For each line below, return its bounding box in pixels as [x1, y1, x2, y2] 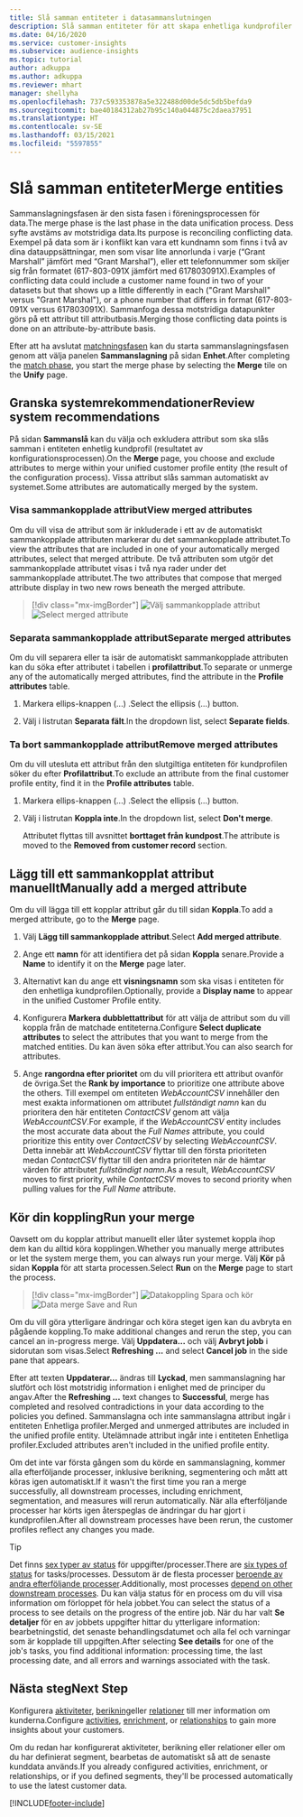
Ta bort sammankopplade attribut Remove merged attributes [9, 738, 279, 751]
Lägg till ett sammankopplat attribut [9, 866, 215, 881]
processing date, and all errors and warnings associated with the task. [9, 1655, 271, 1666]
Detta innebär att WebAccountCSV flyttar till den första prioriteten [22, 1145, 268, 1156]
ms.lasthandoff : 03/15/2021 [9, 131, 115, 140]
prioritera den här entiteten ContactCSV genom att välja [22, 1107, 230, 1117]
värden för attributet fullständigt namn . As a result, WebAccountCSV [22, 1164, 275, 1175]
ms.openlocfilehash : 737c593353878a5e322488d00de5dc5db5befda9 [9, 97, 252, 107]
